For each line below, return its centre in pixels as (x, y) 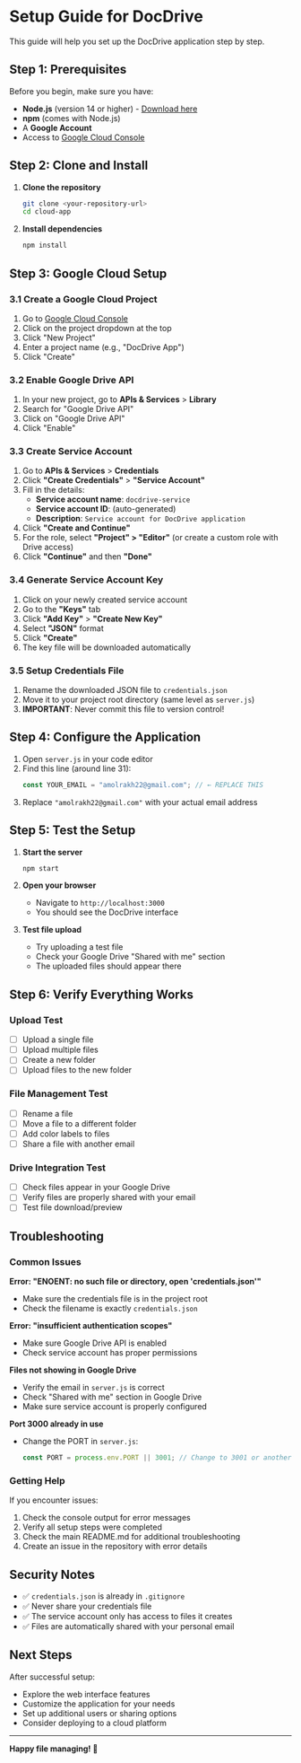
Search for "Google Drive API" (78, 409)
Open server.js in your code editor (88, 759)
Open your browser (59, 885)
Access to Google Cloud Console (83, 137)
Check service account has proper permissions (110, 1353)
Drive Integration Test (57, 1167)
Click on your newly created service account (105, 600)
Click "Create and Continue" (76, 528)
